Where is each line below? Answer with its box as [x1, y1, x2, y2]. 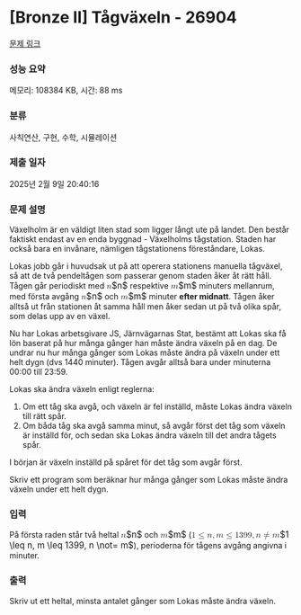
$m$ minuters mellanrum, [178, 280, 276, 292]
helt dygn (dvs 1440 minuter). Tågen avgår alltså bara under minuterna [9, 357, 271, 368]
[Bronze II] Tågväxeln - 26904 [9, 7, 238, 28]
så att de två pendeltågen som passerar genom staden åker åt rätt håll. [9, 271, 272, 281]
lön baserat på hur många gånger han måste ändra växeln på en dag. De [9, 338, 278, 349]
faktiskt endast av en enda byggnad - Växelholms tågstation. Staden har [9, 234, 277, 245]
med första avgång [9, 291, 79, 302]
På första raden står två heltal [9, 530, 120, 540]
